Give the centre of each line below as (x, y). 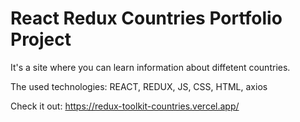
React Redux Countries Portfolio (146, 18)
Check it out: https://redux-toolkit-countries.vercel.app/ (125, 106)
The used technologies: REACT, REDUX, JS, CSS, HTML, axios (139, 86)
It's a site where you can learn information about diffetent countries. (150, 67)
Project (41, 39)
